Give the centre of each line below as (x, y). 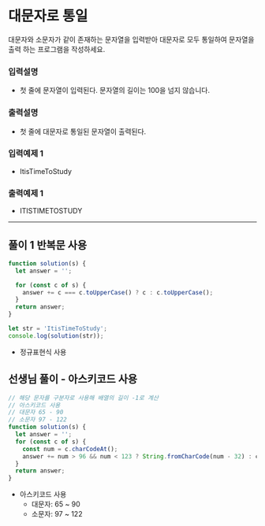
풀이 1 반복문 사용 (48, 245)
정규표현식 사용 (43, 352)
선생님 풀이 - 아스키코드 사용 (73, 379)
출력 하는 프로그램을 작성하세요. (57, 49)
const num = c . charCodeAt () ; (70, 449)
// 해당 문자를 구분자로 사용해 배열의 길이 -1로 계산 (84, 398)
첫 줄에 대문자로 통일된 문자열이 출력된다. (83, 131)
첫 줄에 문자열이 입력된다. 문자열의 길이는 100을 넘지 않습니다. (115, 91)
